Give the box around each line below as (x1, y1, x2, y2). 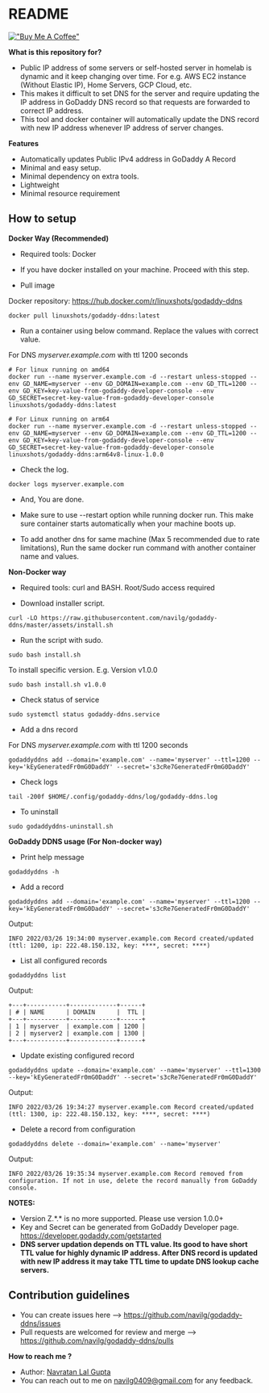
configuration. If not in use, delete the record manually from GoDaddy (8, 1177, 258, 1185)
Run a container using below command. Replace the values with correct (19, 325, 259, 335)
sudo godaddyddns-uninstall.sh (8, 822, 114, 830)
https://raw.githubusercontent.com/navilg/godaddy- (40, 614, 218, 622)
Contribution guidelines (8, 1289, 130, 1303)
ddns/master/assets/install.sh (8, 621, 114, 629)
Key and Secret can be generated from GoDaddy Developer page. (19, 1222, 239, 1231)
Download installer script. (19, 598, 106, 608)
